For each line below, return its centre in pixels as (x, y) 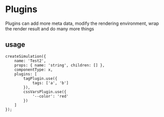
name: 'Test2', (30, 61)
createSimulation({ (26, 56)
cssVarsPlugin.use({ (45, 92)
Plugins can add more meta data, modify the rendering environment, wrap (82, 23)
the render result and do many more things (50, 28)
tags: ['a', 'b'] (50, 83)
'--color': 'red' (50, 96)
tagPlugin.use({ (40, 79)
